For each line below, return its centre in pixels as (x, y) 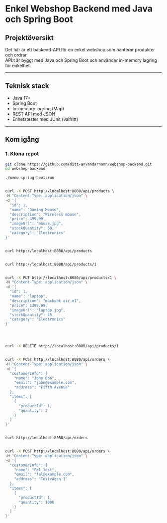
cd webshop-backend (25, 169)
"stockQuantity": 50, (32, 228)
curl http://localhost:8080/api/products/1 (51, 264)
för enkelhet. (18, 66)
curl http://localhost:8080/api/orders (46, 438)
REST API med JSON (34, 114)
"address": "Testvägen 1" (41, 479)
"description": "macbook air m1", (45, 301)
